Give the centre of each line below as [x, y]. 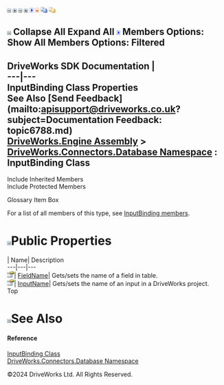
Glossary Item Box [33, 200]
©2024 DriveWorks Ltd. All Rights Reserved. [70, 374]
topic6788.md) [40, 130]
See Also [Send [41, 98]
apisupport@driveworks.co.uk [108, 109]
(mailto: [24, 109]
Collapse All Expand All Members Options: [109, 32]
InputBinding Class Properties [73, 88]
